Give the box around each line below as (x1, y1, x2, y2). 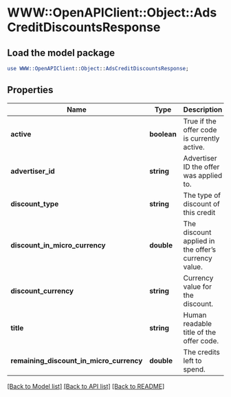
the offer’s (183, 245, 217, 254)
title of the (183, 327, 217, 337)
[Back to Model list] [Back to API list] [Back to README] (7, 382, 165, 390)
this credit (183, 207, 216, 217)
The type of (183, 190, 221, 200)
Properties (7, 84, 54, 96)
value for (183, 281, 212, 291)
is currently (183, 133, 220, 143)
